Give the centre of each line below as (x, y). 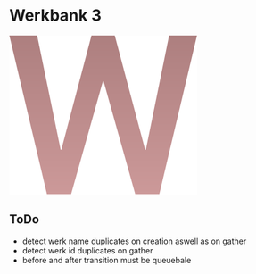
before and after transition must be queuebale (107, 260)
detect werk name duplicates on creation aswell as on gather (134, 241)
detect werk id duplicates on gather (87, 250)
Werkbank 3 (55, 16)
